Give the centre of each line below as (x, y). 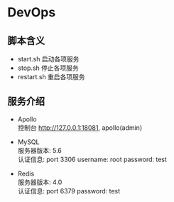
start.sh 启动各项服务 (48, 59)
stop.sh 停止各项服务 (48, 68)
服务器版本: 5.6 (40, 150)
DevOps (32, 12)
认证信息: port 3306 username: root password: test (92, 159)
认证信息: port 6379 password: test (69, 191)
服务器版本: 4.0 (40, 182)
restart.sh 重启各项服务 (51, 77)
